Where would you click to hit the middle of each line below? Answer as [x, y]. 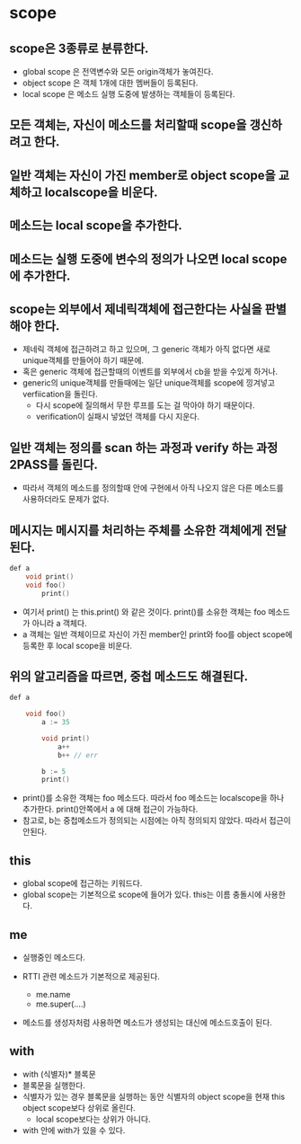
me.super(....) [61, 1004]
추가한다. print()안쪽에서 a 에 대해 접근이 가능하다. [110, 809]
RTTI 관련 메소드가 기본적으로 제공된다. [91, 976]
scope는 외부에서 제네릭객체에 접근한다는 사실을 [136, 309]
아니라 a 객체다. [59, 623]
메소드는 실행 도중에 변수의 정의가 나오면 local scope [148, 259]
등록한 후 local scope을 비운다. [77, 645]
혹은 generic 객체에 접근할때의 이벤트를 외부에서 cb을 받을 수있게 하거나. [150, 372]
